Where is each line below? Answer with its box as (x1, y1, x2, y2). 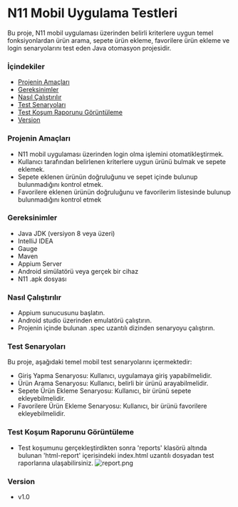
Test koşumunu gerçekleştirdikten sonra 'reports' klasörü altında (17, 444, 207, 452)
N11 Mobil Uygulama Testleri (7, 5, 178, 21)
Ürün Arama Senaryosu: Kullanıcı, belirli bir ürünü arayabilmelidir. (17, 379, 209, 388)
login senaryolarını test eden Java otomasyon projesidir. (7, 43, 172, 52)
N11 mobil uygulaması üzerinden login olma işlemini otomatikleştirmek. (17, 150, 224, 158)
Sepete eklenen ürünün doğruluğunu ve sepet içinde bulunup (17, 173, 198, 181)
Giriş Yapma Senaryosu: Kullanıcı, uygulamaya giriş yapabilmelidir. (17, 372, 212, 380)
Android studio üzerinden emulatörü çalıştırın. (17, 316, 152, 325)
